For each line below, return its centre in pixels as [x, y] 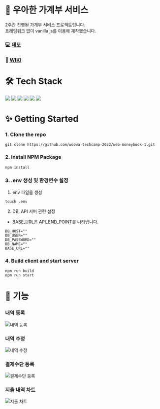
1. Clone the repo [26, 135]
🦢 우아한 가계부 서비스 [47, 10]
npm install [17, 167]
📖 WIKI [13, 60]
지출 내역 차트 [20, 390]
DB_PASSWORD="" [21, 239]
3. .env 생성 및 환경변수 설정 [37, 180]
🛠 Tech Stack [34, 81]
